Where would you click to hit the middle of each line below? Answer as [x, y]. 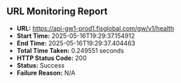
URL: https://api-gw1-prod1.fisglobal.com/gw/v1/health [95, 28]
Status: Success [40, 65]
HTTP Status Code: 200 [52, 58]
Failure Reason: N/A [46, 73]
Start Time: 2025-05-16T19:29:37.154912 [76, 36]
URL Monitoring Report [57, 12]
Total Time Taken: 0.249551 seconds [70, 50]
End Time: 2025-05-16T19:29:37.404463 [76, 43]
